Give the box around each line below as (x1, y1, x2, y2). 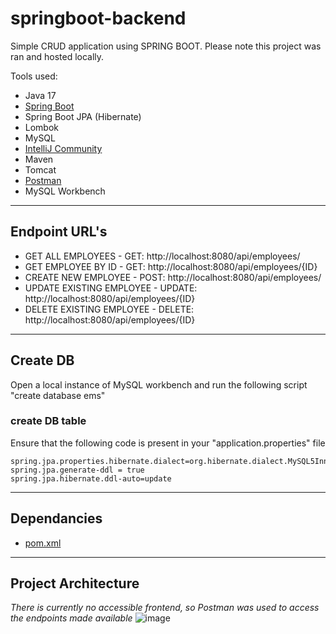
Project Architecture (10, 575, 140, 592)
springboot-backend (10, 7, 187, 30)
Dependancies (10, 510, 103, 527)
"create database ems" (10, 389, 106, 401)
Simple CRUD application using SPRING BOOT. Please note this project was (10, 40, 322, 52)
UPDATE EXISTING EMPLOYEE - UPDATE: (24, 282, 198, 294)
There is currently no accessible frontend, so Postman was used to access (10, 602, 320, 614)
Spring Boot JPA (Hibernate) (24, 110, 142, 122)
